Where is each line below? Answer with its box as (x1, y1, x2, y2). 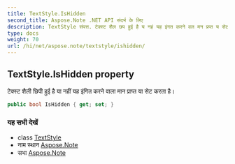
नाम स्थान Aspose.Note (17, 140, 78, 149)
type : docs (7, 29, 39, 37)
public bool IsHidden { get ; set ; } (7, 100, 114, 108)
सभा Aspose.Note (17, 148, 66, 157)
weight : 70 (7, 36, 39, 43)
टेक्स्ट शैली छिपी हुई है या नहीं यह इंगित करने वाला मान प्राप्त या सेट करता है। (7, 87, 175, 95)
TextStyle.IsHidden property (7, 68, 135, 80)
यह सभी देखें (7, 117, 38, 127)
